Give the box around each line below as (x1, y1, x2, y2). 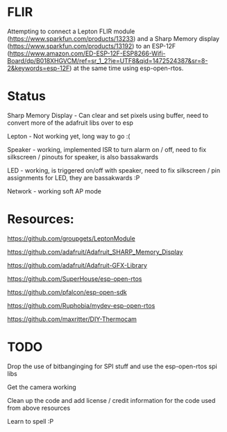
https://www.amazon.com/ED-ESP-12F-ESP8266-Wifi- (9, 49, 166, 58)
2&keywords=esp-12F (7, 64, 70, 72)
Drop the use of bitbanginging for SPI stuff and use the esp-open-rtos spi (7, 362, 217, 370)
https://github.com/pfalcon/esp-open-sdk (7, 288, 127, 296)
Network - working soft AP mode (7, 187, 102, 195)
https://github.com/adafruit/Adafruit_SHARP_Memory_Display (7, 248, 183, 256)
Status (7, 88, 47, 104)
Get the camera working (7, 383, 76, 391)
